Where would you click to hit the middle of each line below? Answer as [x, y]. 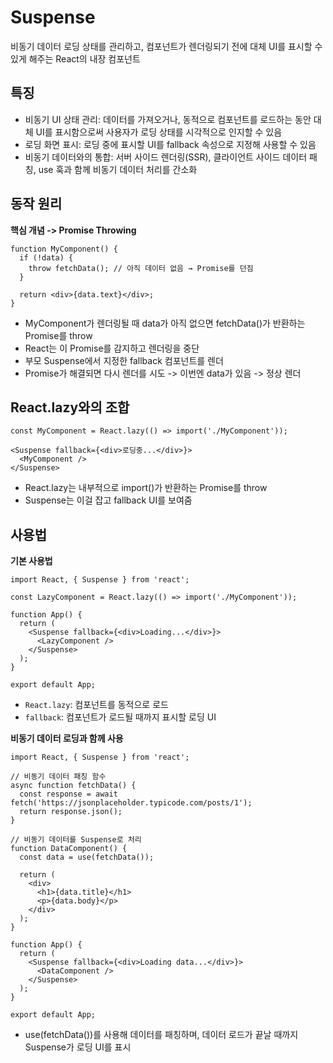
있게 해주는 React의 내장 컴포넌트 [75, 58]
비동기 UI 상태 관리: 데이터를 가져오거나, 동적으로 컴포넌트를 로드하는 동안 [168, 119]
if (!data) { [46, 257]
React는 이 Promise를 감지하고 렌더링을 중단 [112, 348]
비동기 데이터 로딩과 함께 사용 [67, 738]
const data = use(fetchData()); [87, 857]
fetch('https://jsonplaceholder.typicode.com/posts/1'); [131, 803]
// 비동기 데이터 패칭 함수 [58, 777]
